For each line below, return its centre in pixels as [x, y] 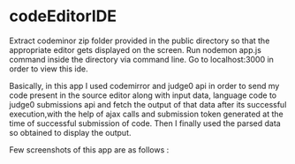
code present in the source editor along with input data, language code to [143, 95]
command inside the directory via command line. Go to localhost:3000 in [141, 59]
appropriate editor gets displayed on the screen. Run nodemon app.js [136, 49]
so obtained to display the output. [70, 132]
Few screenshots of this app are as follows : [89, 149]
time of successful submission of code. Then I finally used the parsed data [145, 123]
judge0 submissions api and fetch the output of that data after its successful [148, 104]
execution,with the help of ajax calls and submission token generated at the [147, 114]
